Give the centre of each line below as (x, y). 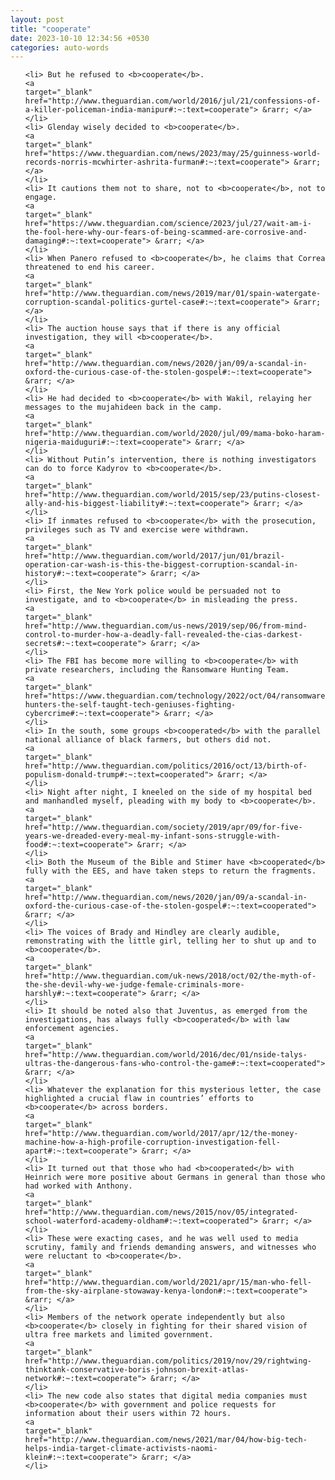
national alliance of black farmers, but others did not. (148, 740)
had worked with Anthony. (78, 1186)
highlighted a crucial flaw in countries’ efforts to (139, 1099)
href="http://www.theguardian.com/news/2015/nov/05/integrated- (161, 1212)
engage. (40, 197)
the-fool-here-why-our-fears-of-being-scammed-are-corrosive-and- (166, 232)
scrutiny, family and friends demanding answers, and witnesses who (170, 1247)
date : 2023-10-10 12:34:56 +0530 (80, 38)
